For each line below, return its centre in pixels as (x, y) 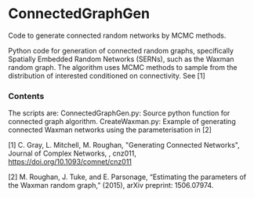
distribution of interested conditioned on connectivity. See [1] (107, 75)
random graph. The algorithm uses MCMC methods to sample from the (123, 67)
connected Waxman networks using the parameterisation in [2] (110, 130)
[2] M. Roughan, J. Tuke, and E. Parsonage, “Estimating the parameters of (127, 177)
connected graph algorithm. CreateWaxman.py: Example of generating (122, 122)
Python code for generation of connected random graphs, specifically (121, 50)
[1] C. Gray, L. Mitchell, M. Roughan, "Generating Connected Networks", (124, 145)
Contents (26, 96)
